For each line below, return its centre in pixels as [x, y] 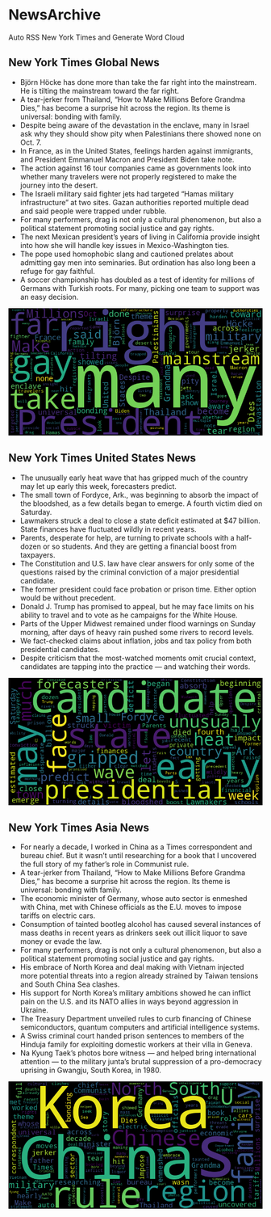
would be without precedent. [68, 598]
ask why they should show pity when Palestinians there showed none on [141, 133]
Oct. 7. [31, 142]
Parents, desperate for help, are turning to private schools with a [127, 537]
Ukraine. [34, 1010]
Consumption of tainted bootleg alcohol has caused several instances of [140, 924]
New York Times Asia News [79, 827]
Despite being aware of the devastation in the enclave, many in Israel [135, 125]
